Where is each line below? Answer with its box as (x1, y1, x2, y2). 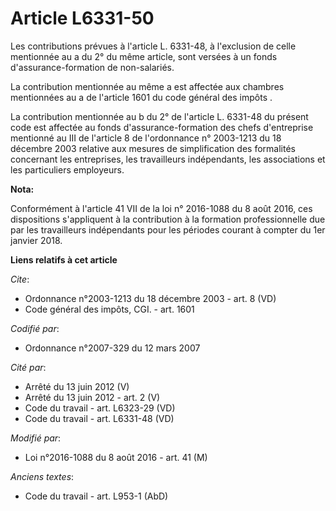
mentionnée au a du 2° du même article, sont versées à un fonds (10, 50, 278, 62)
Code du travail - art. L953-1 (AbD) (24, 490, 169, 502)
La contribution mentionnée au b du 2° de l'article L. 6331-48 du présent (10, 110, 309, 122)
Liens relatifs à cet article (10, 253, 118, 266)
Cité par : (10, 361, 47, 373)
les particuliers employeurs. (10, 163, 125, 176)
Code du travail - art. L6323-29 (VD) (24, 402, 176, 414)
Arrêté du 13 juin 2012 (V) (24, 380, 130, 392)
